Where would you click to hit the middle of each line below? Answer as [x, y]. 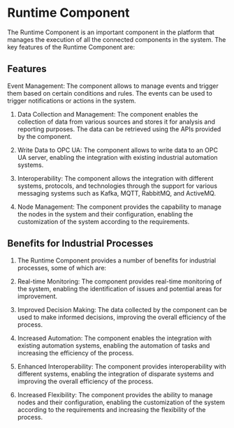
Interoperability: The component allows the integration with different [115, 178]
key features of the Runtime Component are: [71, 47]
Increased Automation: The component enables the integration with [114, 338]
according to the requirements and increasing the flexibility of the [111, 409]
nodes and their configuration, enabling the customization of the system [121, 402]
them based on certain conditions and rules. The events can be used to [110, 93]
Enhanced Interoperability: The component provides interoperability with [122, 366]
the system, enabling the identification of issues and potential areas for [119, 288]
